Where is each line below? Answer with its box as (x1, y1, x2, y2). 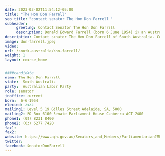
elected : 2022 (5, 103, 34, 107)
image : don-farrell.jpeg (5, 39, 56, 44)
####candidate (5, 71, 34, 76)
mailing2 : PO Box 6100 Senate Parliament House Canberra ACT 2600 (5, 111, 144, 117)
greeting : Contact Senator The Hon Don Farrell (16, 26, 115, 30)
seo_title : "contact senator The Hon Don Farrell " (5, 16, 113, 21)
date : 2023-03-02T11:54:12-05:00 (5, 7, 74, 12)
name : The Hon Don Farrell (5, 75, 60, 80)
